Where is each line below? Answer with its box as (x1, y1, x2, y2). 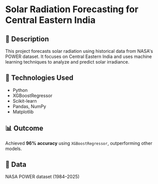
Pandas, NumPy (12, 103, 47, 109)
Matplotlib (12, 108, 34, 115)
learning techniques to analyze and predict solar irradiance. (5, 59, 130, 65)
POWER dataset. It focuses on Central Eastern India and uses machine (5, 53, 152, 59)
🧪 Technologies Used (5, 74, 73, 82)
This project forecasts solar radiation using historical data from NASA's (5, 48, 153, 54)
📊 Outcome (5, 124, 44, 133)
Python (12, 87, 28, 93)
